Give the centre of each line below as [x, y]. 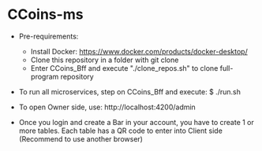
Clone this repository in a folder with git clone [105, 60]
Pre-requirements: [49, 36]
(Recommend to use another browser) [81, 138]
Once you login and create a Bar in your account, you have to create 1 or [136, 122]
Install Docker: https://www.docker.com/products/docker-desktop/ [139, 51]
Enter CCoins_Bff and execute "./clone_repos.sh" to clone [124, 68]
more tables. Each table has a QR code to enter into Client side [120, 131]
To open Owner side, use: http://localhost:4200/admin [107, 107]
